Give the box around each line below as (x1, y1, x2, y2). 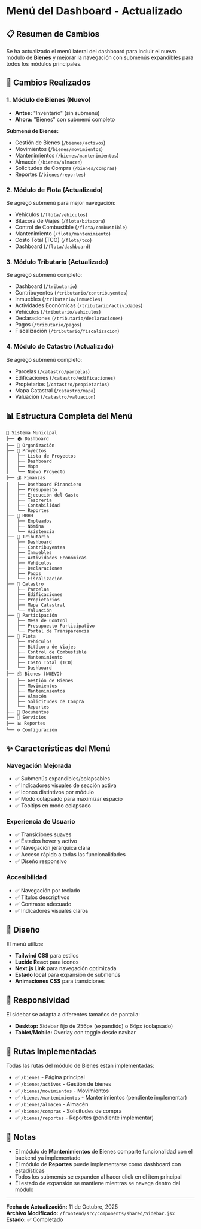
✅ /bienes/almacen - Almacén (14, 1101, 89, 1108)
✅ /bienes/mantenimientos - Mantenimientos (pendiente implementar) (14, 1094, 187, 1101)
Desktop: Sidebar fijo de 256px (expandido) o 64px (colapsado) (14, 1022, 173, 1030)
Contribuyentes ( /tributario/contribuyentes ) (14, 289, 129, 296)
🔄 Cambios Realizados (6, 78, 92, 88)
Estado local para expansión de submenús (14, 971, 121, 979)
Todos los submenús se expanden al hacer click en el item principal (14, 1173, 182, 1180)
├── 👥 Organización (6, 443, 55, 449)
